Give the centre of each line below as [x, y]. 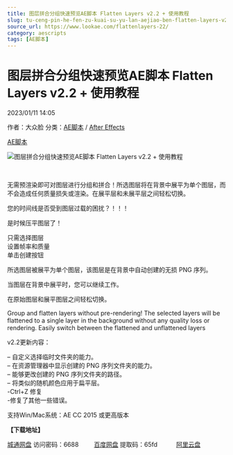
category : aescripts [37, 33]
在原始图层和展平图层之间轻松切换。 [59, 300]
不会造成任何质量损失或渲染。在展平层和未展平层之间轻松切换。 [98, 194]
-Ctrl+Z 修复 [25, 392]
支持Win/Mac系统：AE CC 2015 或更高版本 [68, 415]
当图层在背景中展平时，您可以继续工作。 [65, 284]
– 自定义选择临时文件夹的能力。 [52, 357]
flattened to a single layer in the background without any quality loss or [109, 320]
